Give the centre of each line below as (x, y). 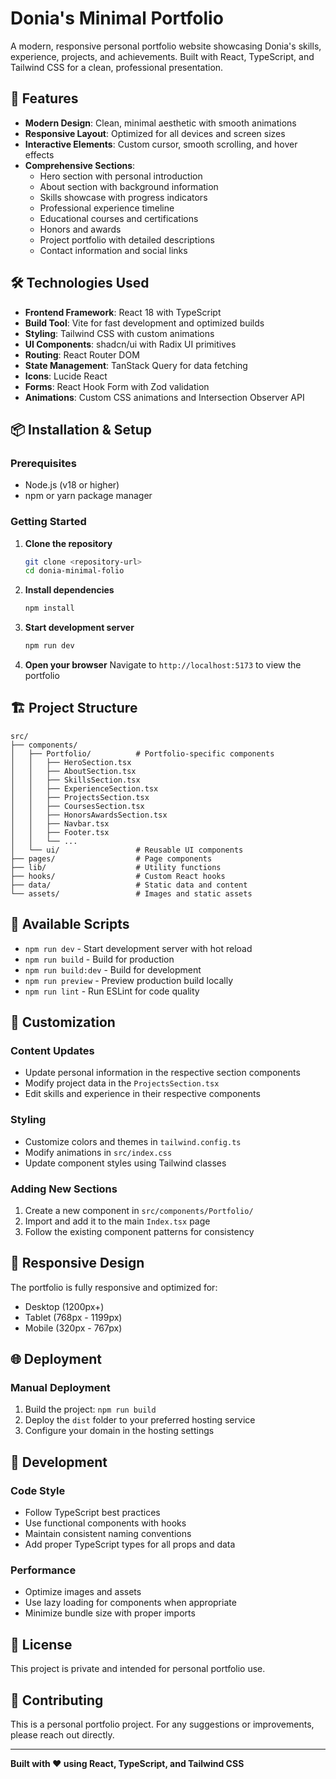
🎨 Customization (63, 1022)
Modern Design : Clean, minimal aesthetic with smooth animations (160, 123)
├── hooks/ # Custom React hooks (118, 876)
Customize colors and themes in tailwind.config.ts (133, 1141)
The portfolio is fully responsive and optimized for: (114, 1287)
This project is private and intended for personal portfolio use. (138, 1669)
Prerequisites (43, 463)
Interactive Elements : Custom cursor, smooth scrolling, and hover (161, 144)
